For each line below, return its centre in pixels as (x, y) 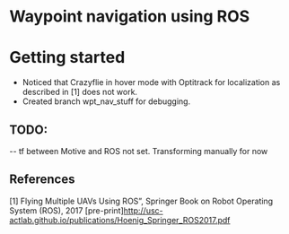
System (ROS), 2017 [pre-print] (66, 210)
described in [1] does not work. (79, 92)
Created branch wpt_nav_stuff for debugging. (106, 101)
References (42, 180)
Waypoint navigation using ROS (130, 17)
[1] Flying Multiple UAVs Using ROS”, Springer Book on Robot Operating (141, 201)
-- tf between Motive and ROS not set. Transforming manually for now (139, 151)
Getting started (67, 58)
